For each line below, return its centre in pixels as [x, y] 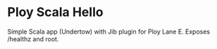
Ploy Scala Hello [55, 12]
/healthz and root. [33, 38]
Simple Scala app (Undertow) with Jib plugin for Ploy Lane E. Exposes [109, 31]
